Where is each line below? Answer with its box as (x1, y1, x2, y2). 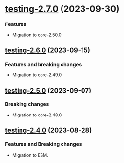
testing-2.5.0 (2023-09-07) (5, 86, 92, 94)
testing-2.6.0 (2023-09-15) (5, 46, 90, 54)
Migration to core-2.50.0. (12, 32, 62, 38)
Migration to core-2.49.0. (12, 72, 63, 78)
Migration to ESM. (12, 152, 48, 158)
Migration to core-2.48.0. (12, 112, 63, 118)
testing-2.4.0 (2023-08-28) (5, 126, 92, 135)
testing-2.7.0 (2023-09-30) (5, 3, 120, 15)
